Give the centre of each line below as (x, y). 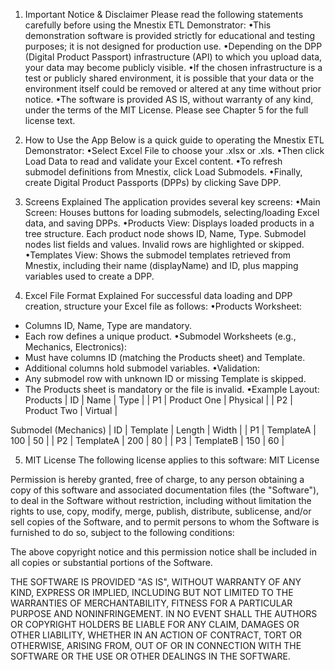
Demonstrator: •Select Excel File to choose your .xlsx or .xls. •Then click (174, 150)
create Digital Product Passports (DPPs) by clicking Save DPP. (153, 182)
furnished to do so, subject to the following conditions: (122, 532)
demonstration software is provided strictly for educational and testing (170, 35)
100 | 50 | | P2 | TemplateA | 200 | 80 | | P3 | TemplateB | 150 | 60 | (147, 440)
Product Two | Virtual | (71, 410)
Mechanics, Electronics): (75, 347)
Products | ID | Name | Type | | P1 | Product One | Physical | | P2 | (158, 400)
